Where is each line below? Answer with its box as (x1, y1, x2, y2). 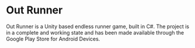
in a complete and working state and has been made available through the (6, 29, 184, 36)
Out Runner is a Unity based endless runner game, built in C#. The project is (6, 23, 190, 30)
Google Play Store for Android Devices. (6, 35, 100, 42)
